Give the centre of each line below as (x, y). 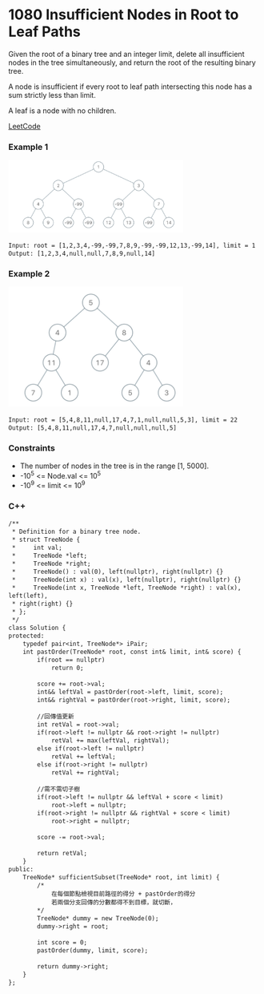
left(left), (28, 596)
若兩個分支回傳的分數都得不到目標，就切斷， (114, 903)
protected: (26, 636)
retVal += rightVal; (85, 773)
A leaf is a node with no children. (62, 111)
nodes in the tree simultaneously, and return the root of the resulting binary (132, 63)
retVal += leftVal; (83, 757)
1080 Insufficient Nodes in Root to (124, 15)
